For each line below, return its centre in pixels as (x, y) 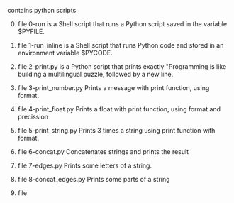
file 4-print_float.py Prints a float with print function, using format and (119, 109)
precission (33, 117)
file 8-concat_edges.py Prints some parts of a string (94, 179)
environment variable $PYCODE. (65, 53)
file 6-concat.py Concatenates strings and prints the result (103, 152)
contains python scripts (42, 10)
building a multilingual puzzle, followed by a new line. (95, 74)
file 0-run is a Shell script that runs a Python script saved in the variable (122, 24)
